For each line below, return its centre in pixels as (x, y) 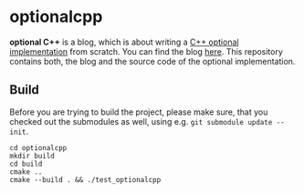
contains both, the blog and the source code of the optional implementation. (152, 61)
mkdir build (32, 156)
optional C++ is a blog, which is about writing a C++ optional (124, 42)
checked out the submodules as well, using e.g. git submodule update (141, 121)
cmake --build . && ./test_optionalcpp (85, 179)
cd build (26, 164)
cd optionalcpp (38, 147)
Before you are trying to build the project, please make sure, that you (139, 112)
